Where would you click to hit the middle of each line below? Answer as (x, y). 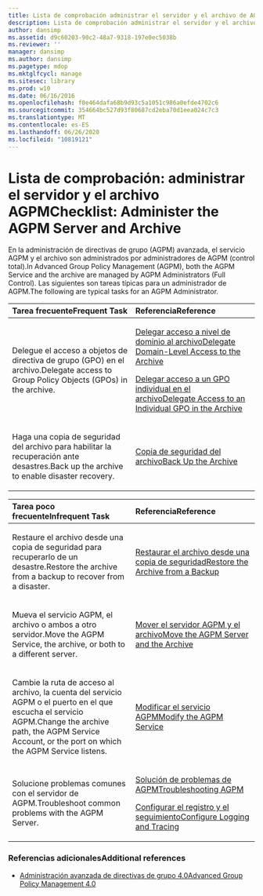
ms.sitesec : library (42, 81)
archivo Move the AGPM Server (192, 635)
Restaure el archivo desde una (68, 537)
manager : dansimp (36, 52)
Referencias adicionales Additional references (97, 858)
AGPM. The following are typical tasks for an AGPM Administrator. (113, 292)
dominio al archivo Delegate (186, 342)
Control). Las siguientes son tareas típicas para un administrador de (117, 283)
